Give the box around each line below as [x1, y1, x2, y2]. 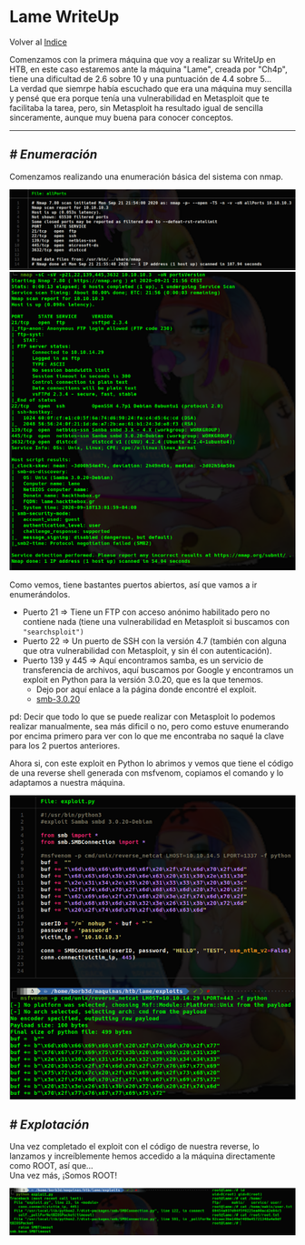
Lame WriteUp [9, 6, 120, 27]
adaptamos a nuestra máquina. [9, 778, 125, 788]
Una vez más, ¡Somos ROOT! [9, 1170, 118, 1181]
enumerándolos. [9, 589, 71, 600]
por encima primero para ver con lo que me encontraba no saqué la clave [9, 730, 284, 742]
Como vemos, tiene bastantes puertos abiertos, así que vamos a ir [9, 579, 258, 590]
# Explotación [9, 1117, 90, 1133]
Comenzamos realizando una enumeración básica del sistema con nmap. [9, 171, 284, 182]
